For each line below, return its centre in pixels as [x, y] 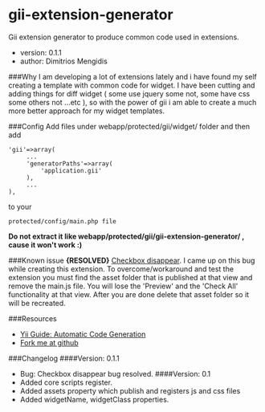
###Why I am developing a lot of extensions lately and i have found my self [132, 76]
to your [20, 206]
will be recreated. [37, 303]
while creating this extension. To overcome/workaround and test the [121, 269]
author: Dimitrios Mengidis [64, 61]
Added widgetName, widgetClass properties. [94, 399]
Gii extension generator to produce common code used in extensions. [124, 37]
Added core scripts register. [66, 382]
